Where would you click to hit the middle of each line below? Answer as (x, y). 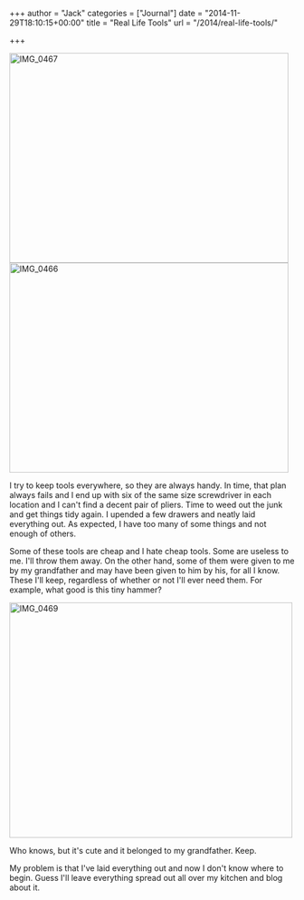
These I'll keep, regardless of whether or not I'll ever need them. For (136, 580)
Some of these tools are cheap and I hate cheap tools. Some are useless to (149, 551)
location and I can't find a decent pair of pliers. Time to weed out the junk (146, 504)
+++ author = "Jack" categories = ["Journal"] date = (106, 13)
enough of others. (43, 533)
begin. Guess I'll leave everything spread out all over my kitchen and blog (146, 878)
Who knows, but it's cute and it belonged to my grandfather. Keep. (133, 851)
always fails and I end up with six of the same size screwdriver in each (140, 495)
